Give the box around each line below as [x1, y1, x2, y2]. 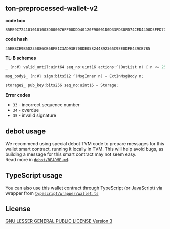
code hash [5, 36, 28, 42]
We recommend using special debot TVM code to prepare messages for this [5, 141, 164, 147]
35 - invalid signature [12, 112, 57, 118]
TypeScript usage [5, 171, 63, 180]
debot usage [5, 127, 46, 135]
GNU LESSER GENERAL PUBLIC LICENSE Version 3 [5, 218, 113, 224]
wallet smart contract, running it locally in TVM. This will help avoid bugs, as [5, 146, 164, 152]
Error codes [5, 92, 31, 98]
